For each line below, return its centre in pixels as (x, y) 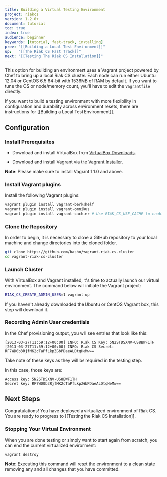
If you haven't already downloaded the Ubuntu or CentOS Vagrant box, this (82, 304)
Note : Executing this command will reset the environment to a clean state (80, 464)
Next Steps (23, 398)
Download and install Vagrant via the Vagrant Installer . (68, 162)
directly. (13, 91)
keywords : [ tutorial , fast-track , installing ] (54, 42)
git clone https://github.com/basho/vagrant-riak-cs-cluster (70, 252)
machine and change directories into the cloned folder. (61, 243)
